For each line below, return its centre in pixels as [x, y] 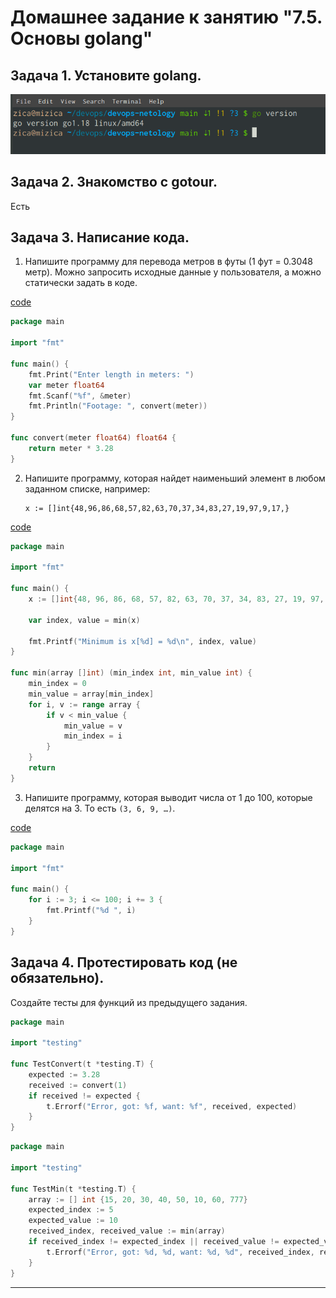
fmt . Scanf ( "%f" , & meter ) [80, 396]
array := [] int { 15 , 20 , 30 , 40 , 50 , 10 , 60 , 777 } [138, 1199]
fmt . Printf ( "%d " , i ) [91, 911]
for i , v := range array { [84, 704]
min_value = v [93, 726]
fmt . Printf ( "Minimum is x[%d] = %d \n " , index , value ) [142, 641]
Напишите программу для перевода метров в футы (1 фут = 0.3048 [168, 262]
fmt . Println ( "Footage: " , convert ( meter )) [118, 406]
